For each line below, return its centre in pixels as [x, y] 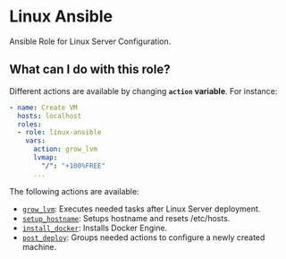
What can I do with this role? [90, 69]
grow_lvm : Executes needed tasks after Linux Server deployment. [141, 209]
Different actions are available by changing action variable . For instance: [143, 91]
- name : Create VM [43, 108]
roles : [29, 124]
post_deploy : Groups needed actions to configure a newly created [143, 237]
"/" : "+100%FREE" [73, 166]
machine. [39, 246]
